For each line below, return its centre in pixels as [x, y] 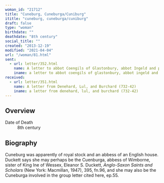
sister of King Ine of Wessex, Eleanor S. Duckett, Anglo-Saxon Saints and [79, 165]
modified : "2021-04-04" [29, 50]
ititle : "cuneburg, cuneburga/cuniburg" [47, 18]
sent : [10, 59]
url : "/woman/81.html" [28, 55]
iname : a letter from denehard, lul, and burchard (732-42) [76, 91]
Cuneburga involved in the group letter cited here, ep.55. [62, 175]
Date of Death [19, 123]
